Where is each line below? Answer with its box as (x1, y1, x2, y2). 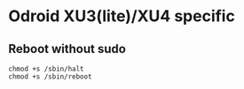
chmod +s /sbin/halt (8, 64, 85, 73)
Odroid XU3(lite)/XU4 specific (8, 6, 236, 26)
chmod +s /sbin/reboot (8, 72, 92, 81)
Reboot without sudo (8, 41, 126, 56)
